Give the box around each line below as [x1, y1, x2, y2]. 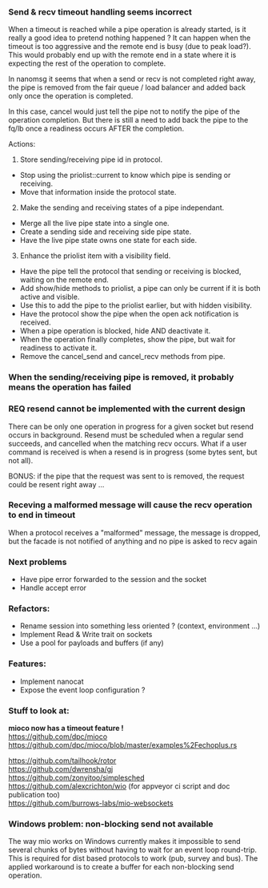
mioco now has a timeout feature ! [8, 724, 124, 733]
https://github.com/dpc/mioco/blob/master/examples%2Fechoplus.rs [8, 741, 238, 749]
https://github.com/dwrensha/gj [8, 765, 114, 773]
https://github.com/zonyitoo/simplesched [8, 773, 146, 782]
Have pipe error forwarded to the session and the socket [19, 575, 207, 584]
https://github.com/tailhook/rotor [8, 756, 117, 765]
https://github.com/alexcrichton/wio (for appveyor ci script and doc [8, 781, 230, 791]
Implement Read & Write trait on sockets [19, 630, 153, 640]
